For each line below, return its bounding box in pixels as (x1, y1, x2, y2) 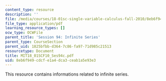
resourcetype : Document (5, 48, 54, 53)
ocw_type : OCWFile (5, 30, 43, 35)
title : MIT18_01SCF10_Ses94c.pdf (5, 53, 74, 58)
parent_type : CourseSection (5, 40, 63, 44)
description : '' (5, 12, 39, 17)
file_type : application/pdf (5, 21, 63, 26)
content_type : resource (5, 7, 54, 12)
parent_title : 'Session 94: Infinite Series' (5, 35, 100, 40)
